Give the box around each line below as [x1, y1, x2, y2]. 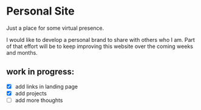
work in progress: [6, 67, 75, 77]
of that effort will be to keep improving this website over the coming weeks [6, 43, 193, 50]
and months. [6, 49, 38, 56]
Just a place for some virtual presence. [6, 24, 104, 32]
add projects [15, 89, 47, 97]
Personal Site [6, 4, 75, 18]
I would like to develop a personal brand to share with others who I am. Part [6, 36, 196, 43]
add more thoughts [15, 96, 63, 104]
